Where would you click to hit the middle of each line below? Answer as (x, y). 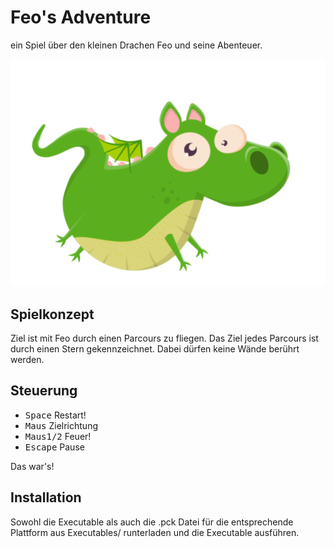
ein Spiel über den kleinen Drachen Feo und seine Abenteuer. (136, 45)
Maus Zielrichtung (61, 425)
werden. (27, 359)
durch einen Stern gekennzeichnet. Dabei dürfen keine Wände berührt (155, 348)
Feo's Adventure (81, 17)
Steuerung (44, 391)
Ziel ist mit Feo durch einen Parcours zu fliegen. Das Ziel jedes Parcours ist (164, 338)
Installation (46, 497)
